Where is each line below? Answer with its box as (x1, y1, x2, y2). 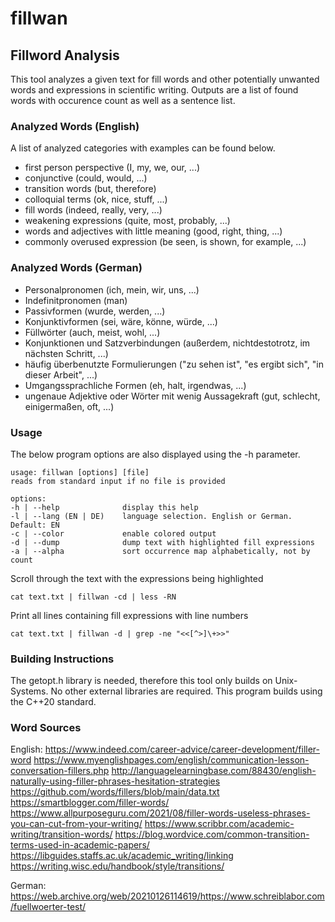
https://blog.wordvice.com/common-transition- (114, 828, 310, 841)
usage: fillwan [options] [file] (10, 467, 150, 477)
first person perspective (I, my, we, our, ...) (24, 162, 201, 174)
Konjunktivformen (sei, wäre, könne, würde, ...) (24, 315, 218, 327)
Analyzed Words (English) (10, 119, 140, 133)
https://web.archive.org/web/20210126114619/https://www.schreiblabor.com (10, 890, 325, 902)
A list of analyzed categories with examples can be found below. (10, 142, 276, 154)
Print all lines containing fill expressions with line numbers (10, 609, 249, 621)
